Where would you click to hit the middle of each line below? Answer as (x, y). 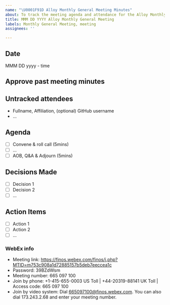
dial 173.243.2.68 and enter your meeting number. (65, 297)
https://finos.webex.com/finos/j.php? (79, 260)
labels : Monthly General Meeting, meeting (51, 24)
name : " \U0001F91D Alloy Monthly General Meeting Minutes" (69, 10)
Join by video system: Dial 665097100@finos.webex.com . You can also (87, 292)
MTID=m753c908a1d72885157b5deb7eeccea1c (62, 265)
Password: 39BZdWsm (36, 270)
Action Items (26, 212)
